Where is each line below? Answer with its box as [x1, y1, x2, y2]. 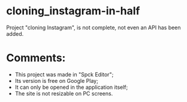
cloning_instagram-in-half [6, 4, 140, 18]
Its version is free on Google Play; [14, 77, 99, 84]
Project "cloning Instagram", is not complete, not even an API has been [6, 24, 181, 31]
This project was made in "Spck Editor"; [14, 70, 114, 78]
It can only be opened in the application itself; [14, 84, 128, 91]
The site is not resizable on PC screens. [14, 89, 113, 97]
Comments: [6, 51, 66, 65]
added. [6, 30, 24, 37]
